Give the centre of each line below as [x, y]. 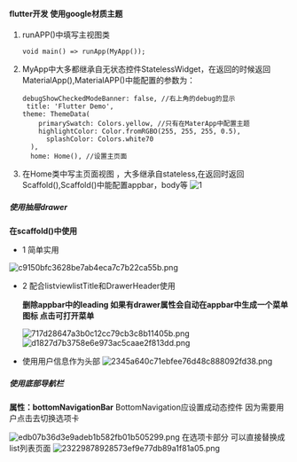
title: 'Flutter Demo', [70, 106]
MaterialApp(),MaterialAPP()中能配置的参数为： [108, 81]
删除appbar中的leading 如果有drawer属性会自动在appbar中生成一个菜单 [155, 305]
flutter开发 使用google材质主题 [66, 13]
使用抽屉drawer [39, 207]
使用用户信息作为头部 [61, 361]
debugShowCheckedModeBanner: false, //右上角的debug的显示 [129, 99]
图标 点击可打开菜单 [58, 316]
